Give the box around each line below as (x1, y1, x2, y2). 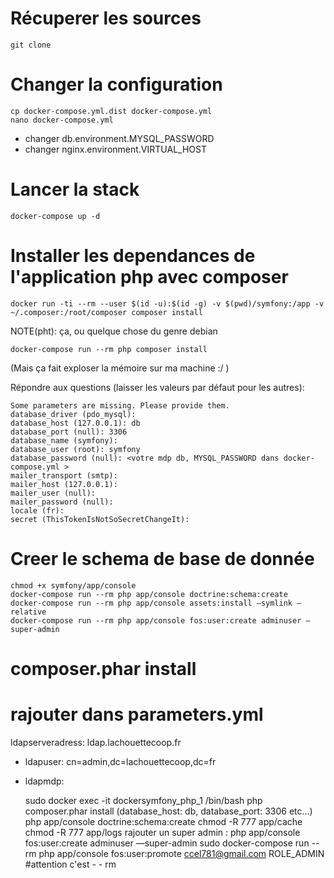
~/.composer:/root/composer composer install (10, 307, 203, 317)
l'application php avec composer (10, 266, 289, 288)
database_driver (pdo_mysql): (10, 409, 137, 419)
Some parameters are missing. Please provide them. (10, 400, 230, 411)
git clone (10, 40, 52, 50)
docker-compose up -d (10, 211, 101, 221)
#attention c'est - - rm (24, 858, 117, 870)
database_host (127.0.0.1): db (10, 418, 141, 428)
